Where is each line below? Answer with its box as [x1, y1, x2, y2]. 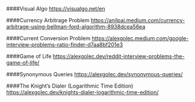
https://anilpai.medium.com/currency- [90, 17, 185, 23]
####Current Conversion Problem [6, 35, 91, 41]
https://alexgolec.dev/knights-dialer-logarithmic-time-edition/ [6, 89, 159, 95]
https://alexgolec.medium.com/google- [91, 35, 189, 41]
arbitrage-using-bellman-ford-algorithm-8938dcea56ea [6, 23, 146, 30]
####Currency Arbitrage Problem [6, 17, 90, 23]
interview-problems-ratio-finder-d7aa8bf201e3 [6, 41, 123, 48]
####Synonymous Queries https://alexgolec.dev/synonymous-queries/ [6, 71, 183, 77]
